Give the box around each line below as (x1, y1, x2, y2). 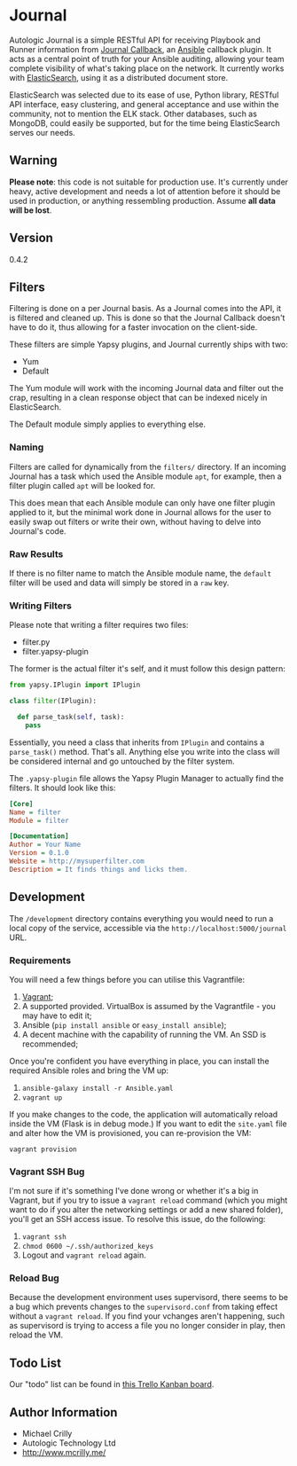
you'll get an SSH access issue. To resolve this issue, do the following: (9, 1214, 266, 1225)
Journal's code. (9, 525, 66, 537)
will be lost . (9, 205, 52, 216)
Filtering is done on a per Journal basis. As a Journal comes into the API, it (9, 303, 282, 314)
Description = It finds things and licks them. (9, 865, 189, 874)
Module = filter (9, 816, 69, 825)
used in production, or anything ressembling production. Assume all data (9, 195, 277, 206)
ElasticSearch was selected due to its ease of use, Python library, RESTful (9, 90, 279, 100)
